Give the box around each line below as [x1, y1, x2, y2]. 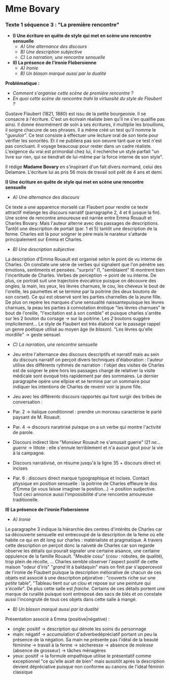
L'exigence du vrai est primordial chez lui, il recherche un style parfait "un [5, 148, 159, 155]
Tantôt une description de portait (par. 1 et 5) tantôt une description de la [5, 225, 157, 232]
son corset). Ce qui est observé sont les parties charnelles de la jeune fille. [5, 294, 162, 300]
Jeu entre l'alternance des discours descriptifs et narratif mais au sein [12, 351, 159, 358]
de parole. [12, 430, 35, 436]
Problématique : [5, 80, 40, 86]
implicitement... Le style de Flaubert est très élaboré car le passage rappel [5, 321, 161, 327]
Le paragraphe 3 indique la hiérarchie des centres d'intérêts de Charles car [5, 526, 162, 532]
